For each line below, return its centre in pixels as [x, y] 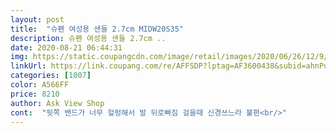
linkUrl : [28, 66]
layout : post [37, 19]
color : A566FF [40, 85]
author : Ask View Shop [57, 103]
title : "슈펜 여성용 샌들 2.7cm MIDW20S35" [97, 29]
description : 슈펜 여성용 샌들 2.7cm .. [88, 38]
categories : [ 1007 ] [51, 76]
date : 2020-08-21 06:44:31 [66, 47]
